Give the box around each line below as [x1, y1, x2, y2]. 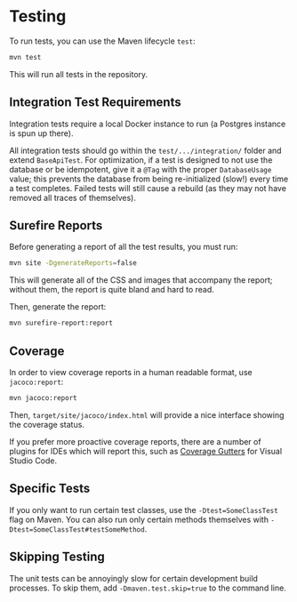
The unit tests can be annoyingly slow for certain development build [9, 573, 258, 583]
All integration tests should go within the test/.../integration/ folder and [9, 145, 282, 156]
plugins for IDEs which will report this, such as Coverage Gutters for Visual [9, 445, 283, 456]
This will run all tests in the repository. [9, 68, 148, 79]
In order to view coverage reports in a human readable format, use [9, 367, 253, 377]
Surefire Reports [9, 218, 103, 233]
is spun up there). [9, 127, 74, 139]
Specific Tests [9, 481, 91, 496]
